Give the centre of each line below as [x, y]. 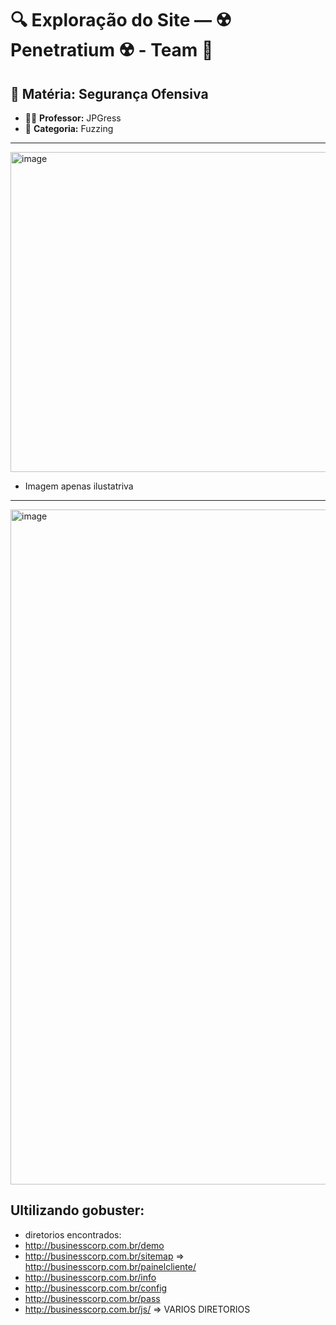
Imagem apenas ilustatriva [79, 486]
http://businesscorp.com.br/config [96, 1288]
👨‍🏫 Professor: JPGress [73, 118]
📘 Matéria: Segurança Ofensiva [109, 93]
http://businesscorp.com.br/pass [92, 1298]
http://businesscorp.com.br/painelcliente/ [110, 1266]
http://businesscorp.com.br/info [90, 1277]
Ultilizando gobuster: [77, 1210]
